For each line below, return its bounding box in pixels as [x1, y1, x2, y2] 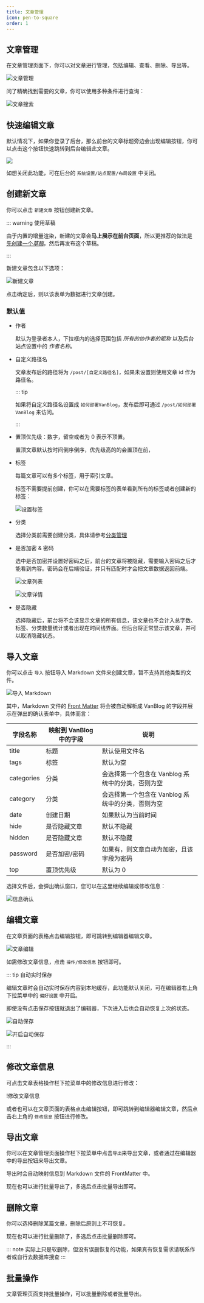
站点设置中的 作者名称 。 [15, 342, 76, 350]
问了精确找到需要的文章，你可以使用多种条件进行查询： [6, 88, 144, 95]
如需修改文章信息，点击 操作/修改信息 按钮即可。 [6, 958, 124, 966]
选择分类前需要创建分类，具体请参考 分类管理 [15, 531, 127, 539]
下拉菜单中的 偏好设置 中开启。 [6, 991, 81, 999]
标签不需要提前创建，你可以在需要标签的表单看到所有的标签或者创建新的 [15, 485, 196, 492]
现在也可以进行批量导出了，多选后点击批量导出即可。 [6, 1183, 140, 1190]
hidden [9, 833, 29, 841]
